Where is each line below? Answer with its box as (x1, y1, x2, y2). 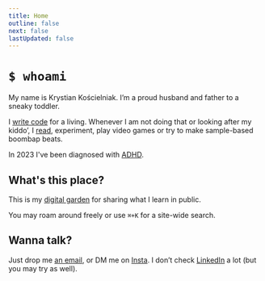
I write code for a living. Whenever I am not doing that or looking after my (8, 117, 252, 127)
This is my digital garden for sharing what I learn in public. (8, 195, 202, 204)
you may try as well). (8, 263, 78, 273)
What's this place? (8, 173, 105, 187)
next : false (8, 27, 48, 35)
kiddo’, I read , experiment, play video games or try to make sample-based (8, 126, 254, 136)
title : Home (8, 11, 48, 20)
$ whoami (8, 69, 67, 85)
